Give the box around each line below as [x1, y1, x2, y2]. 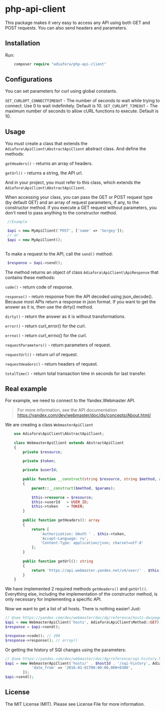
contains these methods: [5, 274, 55, 280]
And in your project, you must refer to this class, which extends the [5, 180, 141, 185]
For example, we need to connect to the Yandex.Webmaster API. [5, 397, 136, 403]
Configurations [5, 75, 53, 84]
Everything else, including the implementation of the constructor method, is [5, 591, 158, 597]
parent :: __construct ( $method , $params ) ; [31, 486, 115, 491]
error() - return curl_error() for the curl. [5, 323, 86, 329]
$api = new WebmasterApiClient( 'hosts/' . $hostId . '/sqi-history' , [5, 661, 151, 666]
